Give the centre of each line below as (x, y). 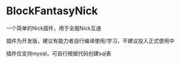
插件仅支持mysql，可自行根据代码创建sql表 (59, 53)
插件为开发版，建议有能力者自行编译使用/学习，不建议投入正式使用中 (91, 40)
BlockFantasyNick (52, 11)
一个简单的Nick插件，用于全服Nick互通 (54, 28)
